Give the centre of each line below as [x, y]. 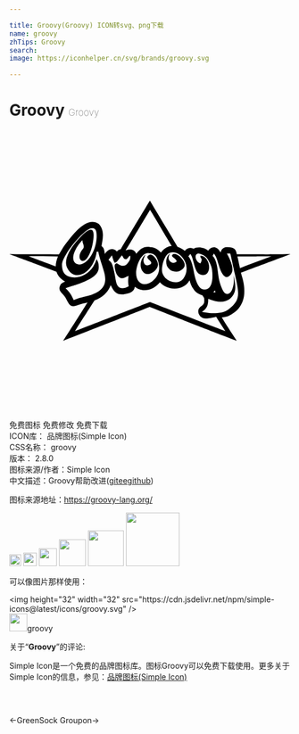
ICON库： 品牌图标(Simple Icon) [68, 436]
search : [24, 50]
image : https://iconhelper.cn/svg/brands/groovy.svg [109, 59]
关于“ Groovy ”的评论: [47, 647]
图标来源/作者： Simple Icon [60, 470]
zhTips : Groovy [37, 42]
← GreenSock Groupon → [54, 721]
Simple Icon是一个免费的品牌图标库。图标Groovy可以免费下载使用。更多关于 [149, 666]
